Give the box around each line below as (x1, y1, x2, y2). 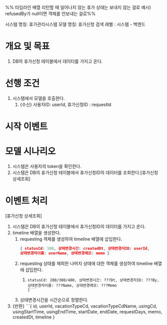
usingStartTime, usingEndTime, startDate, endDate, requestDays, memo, (12, 308, 162, 314)
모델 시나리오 (5, 146, 56, 157)
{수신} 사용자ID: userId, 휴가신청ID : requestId (19, 101, 111, 107)
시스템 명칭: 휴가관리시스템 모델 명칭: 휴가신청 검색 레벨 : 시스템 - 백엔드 (5, 22, 146, 27)
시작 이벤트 (5, 121, 48, 132)
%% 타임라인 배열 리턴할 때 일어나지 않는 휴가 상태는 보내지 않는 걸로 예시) (5, 5, 151, 10)
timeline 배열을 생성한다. (12, 230, 61, 236)
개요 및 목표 (5, 41, 50, 52)
